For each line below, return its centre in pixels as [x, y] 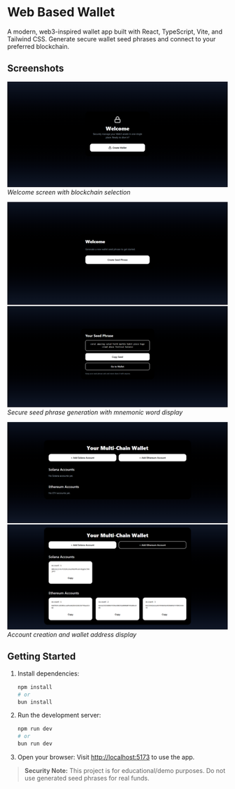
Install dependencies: [48, 673]
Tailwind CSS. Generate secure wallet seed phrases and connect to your [112, 39]
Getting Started [42, 656]
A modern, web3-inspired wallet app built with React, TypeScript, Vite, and [115, 32]
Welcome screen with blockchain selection [69, 193]
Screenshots [36, 68]
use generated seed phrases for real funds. [87, 778]
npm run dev [35, 729]
